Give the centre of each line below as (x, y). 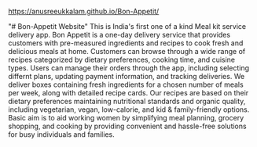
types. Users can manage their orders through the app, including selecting (129, 68)
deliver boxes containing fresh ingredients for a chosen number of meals (126, 84)
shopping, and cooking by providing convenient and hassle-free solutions (127, 126)
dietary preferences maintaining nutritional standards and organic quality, (127, 101)
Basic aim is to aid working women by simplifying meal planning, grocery (126, 118)
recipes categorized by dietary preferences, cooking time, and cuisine (122, 59)
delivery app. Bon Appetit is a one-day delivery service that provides (119, 35)
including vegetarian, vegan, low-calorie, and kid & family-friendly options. (129, 109)
